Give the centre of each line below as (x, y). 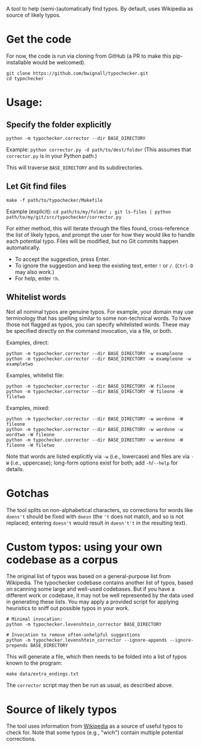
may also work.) (35, 272)
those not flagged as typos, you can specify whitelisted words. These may (98, 325)
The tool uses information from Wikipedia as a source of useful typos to (95, 726)
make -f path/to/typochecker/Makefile (54, 200)
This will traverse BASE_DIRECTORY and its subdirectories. (75, 167)
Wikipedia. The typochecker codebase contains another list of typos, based (100, 583)
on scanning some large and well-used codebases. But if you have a (91, 589)
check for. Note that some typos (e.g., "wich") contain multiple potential (95, 733)
